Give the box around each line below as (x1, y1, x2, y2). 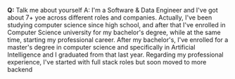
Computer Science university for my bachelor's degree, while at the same (7, 28, 221, 36)
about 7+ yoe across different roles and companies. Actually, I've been (7, 13, 212, 22)
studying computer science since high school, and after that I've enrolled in (7, 21, 226, 29)
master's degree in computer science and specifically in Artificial (7, 43, 196, 51)
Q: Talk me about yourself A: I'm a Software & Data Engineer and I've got (7, 6, 218, 14)
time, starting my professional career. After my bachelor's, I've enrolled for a (7, 36, 229, 44)
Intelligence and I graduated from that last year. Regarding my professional (7, 50, 224, 59)
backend (7, 66, 33, 73)
